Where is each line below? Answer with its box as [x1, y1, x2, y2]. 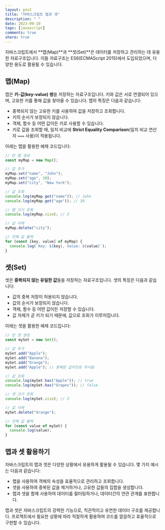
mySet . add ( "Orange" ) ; [5, 360, 50, 365]
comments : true [5, 30, 36, 35]
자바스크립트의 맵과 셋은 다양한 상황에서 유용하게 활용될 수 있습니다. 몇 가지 [5, 461, 150, 467]
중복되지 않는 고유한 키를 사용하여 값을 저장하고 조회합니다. [12, 108, 126, 114]
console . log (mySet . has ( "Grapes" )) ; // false [5, 383, 98, 388]
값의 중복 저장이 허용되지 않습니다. [12, 294, 78, 300]
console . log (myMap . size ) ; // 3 [5, 212, 69, 217]
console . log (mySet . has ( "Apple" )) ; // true [5, 378, 94, 383]
